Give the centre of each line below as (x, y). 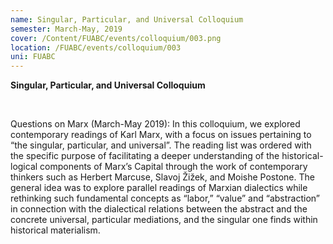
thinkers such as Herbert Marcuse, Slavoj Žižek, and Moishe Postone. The (162, 177)
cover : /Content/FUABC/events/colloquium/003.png (116, 38)
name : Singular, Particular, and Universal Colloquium (127, 19)
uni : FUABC (33, 57)
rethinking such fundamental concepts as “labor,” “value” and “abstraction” (165, 198)
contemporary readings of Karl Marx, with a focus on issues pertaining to (161, 135)
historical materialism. (55, 230)
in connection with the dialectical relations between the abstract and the (159, 209)
